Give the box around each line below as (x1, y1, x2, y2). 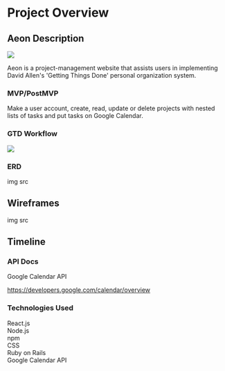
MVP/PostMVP (7, 88, 59, 98)
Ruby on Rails (7, 348, 46, 356)
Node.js (7, 326, 30, 334)
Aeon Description (7, 33, 84, 44)
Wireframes (7, 198, 60, 209)
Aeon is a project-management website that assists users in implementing (7, 64, 218, 72)
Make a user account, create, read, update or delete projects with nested (7, 104, 215, 112)
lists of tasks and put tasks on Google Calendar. (7, 112, 143, 120)
